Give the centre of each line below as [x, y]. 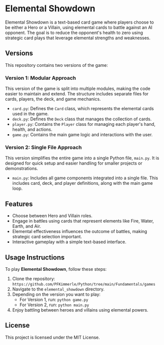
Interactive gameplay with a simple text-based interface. [69, 242]
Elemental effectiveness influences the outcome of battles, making [80, 231]
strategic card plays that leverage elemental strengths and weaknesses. [78, 38]
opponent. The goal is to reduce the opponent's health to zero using [74, 32]
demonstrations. [22, 169]
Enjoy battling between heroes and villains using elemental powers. [80, 310]
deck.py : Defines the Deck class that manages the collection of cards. [82, 119]
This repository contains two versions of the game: [56, 65]
